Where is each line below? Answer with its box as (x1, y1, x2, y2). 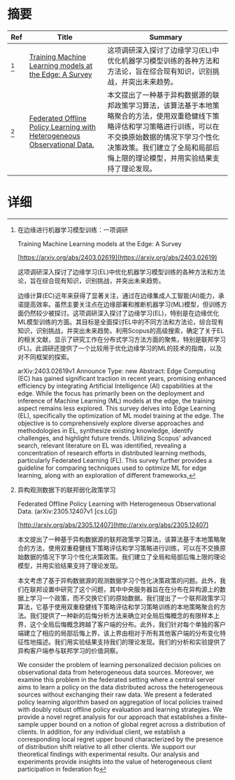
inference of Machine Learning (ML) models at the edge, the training (17, 396, 215, 405)
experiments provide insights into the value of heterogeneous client (17, 757, 212, 765)
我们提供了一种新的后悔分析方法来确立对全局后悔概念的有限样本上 (29, 611, 220, 619)
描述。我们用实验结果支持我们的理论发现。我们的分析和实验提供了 (36, 638, 226, 646)
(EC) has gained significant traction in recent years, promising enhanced (17, 374, 227, 382)
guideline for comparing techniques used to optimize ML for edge (17, 464, 207, 472)
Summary (149, 32, 183, 42)
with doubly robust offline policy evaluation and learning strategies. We (17, 705, 222, 713)
